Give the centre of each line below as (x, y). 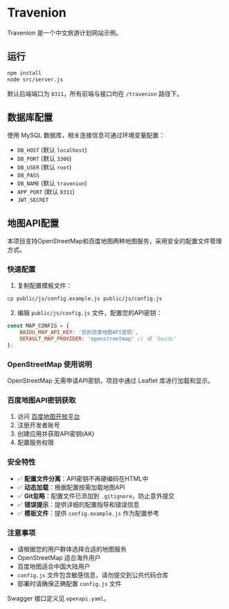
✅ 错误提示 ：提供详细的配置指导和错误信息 (78, 504)
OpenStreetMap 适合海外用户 (59, 557)
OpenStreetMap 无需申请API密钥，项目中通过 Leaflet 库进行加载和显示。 (111, 381)
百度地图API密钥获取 (42, 400)
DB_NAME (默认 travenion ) (52, 183)
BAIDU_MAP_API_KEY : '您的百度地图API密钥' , (79, 332)
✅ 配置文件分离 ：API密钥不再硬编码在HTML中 (83, 478)
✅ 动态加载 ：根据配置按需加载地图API (71, 487)
